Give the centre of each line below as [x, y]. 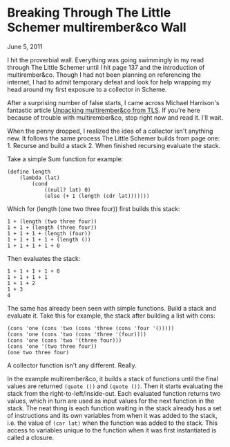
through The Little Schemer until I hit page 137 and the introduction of [106, 67]
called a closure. [30, 437]
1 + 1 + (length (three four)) [52, 227]
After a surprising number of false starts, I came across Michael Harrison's [113, 102]
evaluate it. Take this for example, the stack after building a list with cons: [112, 316]
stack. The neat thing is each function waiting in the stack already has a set [115, 408]
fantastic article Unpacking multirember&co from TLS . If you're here [104, 110]
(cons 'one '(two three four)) [52, 346]
